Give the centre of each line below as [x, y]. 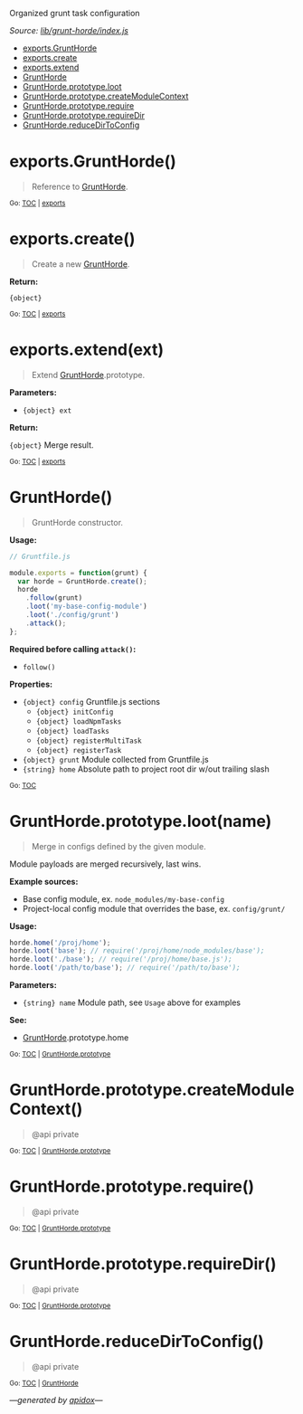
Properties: [31, 684]
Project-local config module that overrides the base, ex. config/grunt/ [154, 908]
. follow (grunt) [54, 598]
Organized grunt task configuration [75, 13]
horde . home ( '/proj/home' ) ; [60, 943]
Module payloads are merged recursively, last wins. [105, 864]
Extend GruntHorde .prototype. [88, 375]
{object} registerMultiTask [89, 741]
